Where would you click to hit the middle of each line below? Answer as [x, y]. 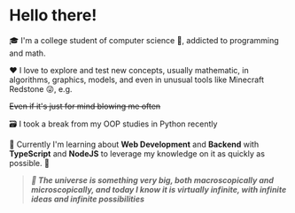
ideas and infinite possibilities [87, 199]
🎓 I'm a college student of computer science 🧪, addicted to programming [144, 40]
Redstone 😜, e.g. [41, 88]
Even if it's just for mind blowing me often [85, 106]
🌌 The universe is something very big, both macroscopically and [152, 180]
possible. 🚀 [30, 163]
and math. [27, 53]
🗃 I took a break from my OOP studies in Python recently [113, 124]
